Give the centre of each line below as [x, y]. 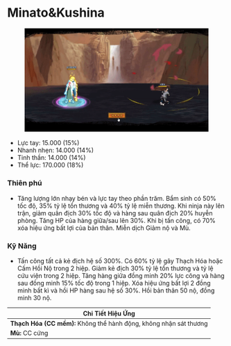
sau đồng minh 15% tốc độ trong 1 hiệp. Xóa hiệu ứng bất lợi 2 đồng [114, 283]
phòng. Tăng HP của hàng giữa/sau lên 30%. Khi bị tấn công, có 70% [117, 220]
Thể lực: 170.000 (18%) [50, 165]
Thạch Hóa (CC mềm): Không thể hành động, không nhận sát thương [109, 323]
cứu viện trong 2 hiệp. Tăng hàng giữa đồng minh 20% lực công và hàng [121, 276]
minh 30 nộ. [34, 298]
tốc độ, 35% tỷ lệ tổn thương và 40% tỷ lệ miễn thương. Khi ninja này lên [121, 206]
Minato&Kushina [56, 13]
